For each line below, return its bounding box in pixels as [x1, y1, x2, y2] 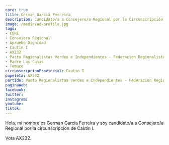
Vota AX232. [5, 135, 32, 141]
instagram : [5, 96, 28, 102]
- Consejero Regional [5, 36, 51, 41]
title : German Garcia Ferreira [5, 12, 71, 17]
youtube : [5, 102, 24, 107]
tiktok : [5, 106, 22, 111]
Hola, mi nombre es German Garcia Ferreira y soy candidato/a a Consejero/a [5, 120, 164, 126]
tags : [5, 26, 17, 31]
